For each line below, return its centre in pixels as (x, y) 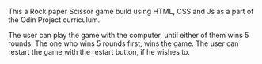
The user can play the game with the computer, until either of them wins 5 (129, 35)
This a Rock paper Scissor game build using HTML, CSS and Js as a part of (131, 11)
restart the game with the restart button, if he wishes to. (99, 52)
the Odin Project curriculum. (54, 20)
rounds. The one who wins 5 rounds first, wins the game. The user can (123, 43)
